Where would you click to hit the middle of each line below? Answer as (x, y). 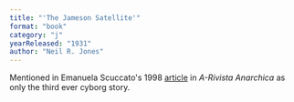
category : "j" (37, 35)
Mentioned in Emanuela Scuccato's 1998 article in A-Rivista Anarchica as (147, 77)
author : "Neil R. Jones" (57, 52)
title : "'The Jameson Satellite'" (75, 18)
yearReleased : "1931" (51, 43)
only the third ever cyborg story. (70, 87)
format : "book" (38, 26)
